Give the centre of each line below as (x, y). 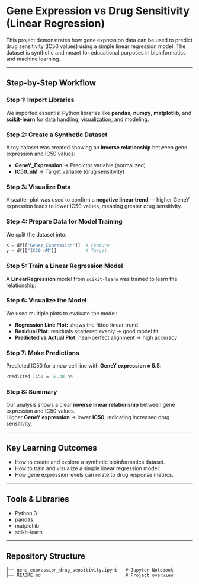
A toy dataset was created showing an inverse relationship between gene (97, 147)
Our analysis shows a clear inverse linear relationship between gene (91, 405)
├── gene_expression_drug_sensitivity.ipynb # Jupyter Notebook (90, 570)
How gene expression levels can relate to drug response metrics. (94, 475)
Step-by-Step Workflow (51, 83)
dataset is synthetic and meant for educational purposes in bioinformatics (96, 52)
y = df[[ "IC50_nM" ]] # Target (57, 251)
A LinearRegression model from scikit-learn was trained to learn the (92, 279)
